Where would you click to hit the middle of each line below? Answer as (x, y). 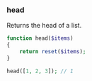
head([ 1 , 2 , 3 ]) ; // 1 (40, 71)
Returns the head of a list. (44, 26)
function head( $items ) (40, 38)
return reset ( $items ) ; (53, 52)
